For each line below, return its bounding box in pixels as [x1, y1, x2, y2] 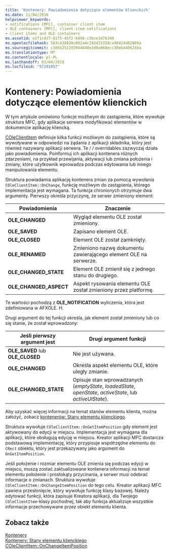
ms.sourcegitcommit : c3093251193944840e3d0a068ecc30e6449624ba [5, 45, 142, 50]
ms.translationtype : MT [5, 50, 56, 55]
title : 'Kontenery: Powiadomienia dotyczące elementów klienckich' [5, 7, 151, 13]
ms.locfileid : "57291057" [5, 64, 60, 69]
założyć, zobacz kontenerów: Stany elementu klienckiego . [5, 414, 126, 420]
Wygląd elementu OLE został [73, 213, 142, 221]
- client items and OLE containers [5, 31, 80, 36]
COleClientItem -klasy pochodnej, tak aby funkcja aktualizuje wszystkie [5, 499, 153, 505]
